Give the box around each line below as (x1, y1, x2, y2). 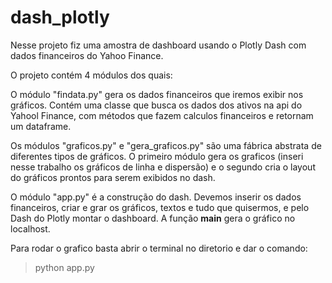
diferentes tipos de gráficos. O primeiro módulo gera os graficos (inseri (10, 150, 304, 162)
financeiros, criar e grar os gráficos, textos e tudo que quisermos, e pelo (10, 201, 310, 213)
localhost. (10, 222, 51, 235)
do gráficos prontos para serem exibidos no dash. (10, 171, 216, 183)
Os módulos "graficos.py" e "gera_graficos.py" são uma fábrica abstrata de (10, 139, 322, 151)
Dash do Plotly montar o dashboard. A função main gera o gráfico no (10, 212, 296, 224)
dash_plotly (10, 6, 110, 29)
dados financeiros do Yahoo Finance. (10, 49, 164, 61)
